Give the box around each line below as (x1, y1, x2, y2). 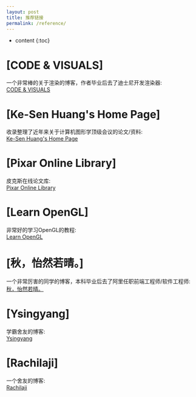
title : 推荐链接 (6, 15, 44, 21)
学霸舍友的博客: (6, 328, 46, 335)
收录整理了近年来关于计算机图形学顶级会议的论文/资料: (6, 128, 143, 136)
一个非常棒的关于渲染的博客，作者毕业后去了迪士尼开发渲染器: (6, 79, 163, 86)
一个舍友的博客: (6, 377, 46, 384)
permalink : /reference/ (6, 20, 67, 26)
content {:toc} (15, 37, 50, 44)
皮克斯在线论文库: (6, 177, 51, 184)
